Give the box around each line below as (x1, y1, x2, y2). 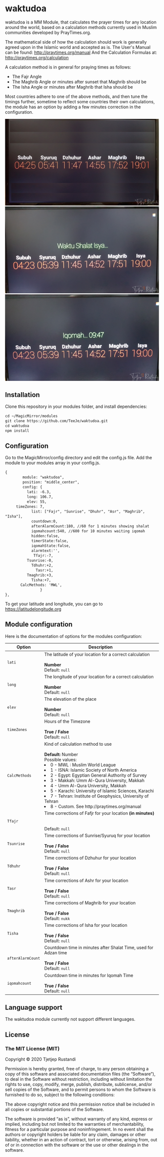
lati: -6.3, (26, 490, 51, 495)
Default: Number (44, 751, 78, 757)
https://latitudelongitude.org (5, 606, 62, 612)
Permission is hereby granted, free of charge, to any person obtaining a (5, 1066, 149, 1072)
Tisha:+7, (31, 578, 51, 583)
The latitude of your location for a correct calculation (44, 651, 150, 657)
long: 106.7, (26, 495, 54, 499)
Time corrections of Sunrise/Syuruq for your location (44, 833, 150, 839)
